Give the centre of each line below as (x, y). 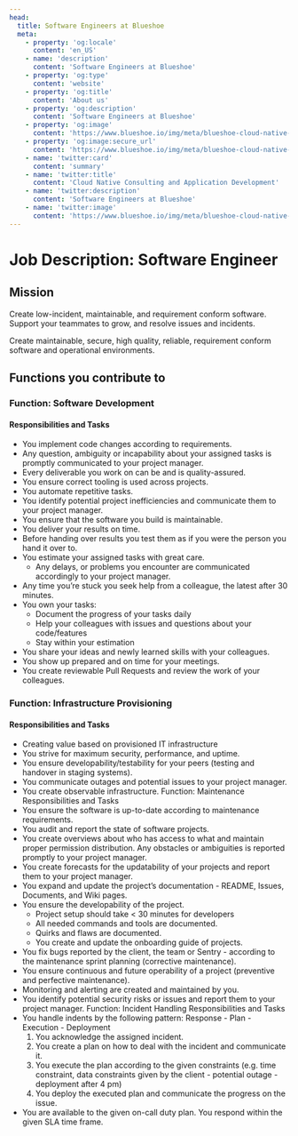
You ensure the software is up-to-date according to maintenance (141, 811)
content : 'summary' (68, 166)
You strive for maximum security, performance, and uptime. (131, 754)
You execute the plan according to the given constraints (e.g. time (156, 1065)
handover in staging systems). (77, 772)
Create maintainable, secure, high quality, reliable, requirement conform (141, 340)
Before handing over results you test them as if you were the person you (154, 539)
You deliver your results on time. (81, 529)
